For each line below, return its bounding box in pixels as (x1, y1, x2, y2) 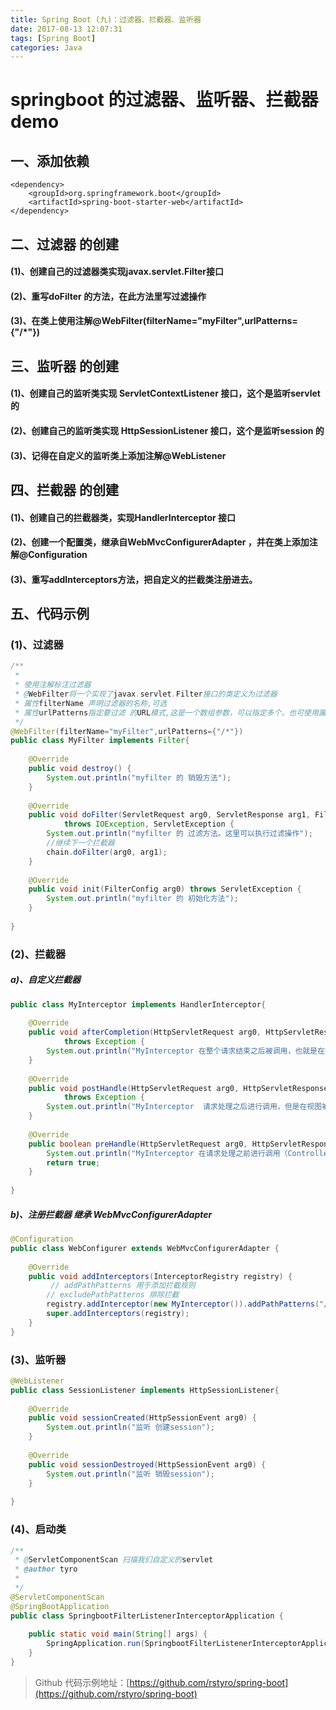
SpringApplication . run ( (46, 1639, 145, 1649)
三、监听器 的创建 (10, 357, 119, 375)
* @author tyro (14, 1564, 78, 1575)
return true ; (46, 1157, 101, 1168)
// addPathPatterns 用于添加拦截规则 (50, 1281, 196, 1291)
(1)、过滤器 (10, 638, 64, 652)
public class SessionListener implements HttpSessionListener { (10, 1385, 280, 1395)
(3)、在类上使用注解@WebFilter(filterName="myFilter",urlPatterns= (10, 315, 298, 327)
